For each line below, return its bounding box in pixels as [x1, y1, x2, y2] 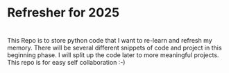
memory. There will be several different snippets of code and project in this [7, 43, 222, 52]
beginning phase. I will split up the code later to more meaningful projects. [7, 51, 219, 59]
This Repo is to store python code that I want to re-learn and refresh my [7, 36, 213, 45]
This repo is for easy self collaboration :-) [7, 59, 126, 67]
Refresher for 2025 [7, 5, 120, 21]
